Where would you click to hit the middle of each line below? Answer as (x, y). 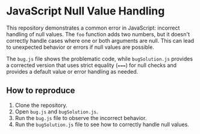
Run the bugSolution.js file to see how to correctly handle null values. (102, 124)
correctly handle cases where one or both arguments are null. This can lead (100, 40)
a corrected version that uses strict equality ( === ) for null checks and (91, 65)
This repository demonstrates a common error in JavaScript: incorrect (93, 28)
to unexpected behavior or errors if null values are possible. (80, 47)
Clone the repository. (41, 105)
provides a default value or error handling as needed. (72, 71)
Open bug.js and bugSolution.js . (56, 111)
